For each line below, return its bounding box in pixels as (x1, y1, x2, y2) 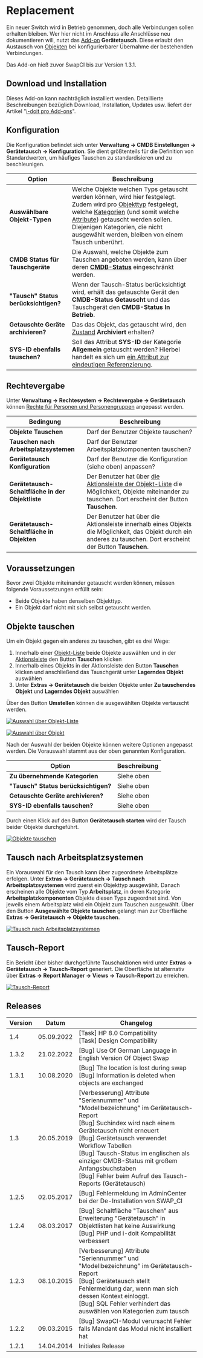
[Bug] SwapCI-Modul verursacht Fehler (78, 1317, 192, 1325)
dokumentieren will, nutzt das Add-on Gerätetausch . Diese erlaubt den (6, 36, 184, 44)
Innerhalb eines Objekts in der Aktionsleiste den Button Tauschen (14, 662, 179, 669)
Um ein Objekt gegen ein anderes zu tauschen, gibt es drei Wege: (6, 637, 170, 645)
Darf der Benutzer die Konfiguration (86, 455, 188, 463)
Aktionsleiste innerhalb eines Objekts (86, 520, 192, 528)
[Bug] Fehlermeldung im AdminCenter (78, 1189, 187, 1198)
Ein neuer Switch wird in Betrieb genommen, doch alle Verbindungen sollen (6, 24, 195, 31)
